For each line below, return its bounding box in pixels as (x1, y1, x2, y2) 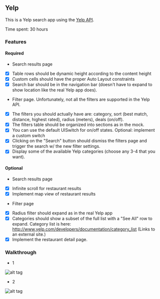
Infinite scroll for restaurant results (12, 185, 82, 191)
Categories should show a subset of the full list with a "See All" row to (12, 215, 153, 221)
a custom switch (12, 133, 45, 139)
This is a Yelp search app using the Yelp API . (5, 17, 94, 22)
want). (12, 154, 25, 160)
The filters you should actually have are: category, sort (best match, (12, 111, 148, 117)
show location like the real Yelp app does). (12, 87, 97, 93)
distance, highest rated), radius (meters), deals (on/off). (12, 117, 124, 123)
